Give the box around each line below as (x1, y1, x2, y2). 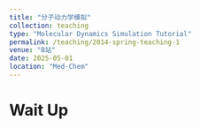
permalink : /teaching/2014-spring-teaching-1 (9, 37, 180, 47)
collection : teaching (9, 21, 89, 30)
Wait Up (9, 101, 69, 120)
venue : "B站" (9, 46, 56, 55)
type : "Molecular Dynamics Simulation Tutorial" (9, 29, 192, 38)
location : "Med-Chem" (9, 63, 89, 72)
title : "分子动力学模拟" (9, 12, 91, 22)
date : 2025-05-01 (9, 54, 73, 63)
